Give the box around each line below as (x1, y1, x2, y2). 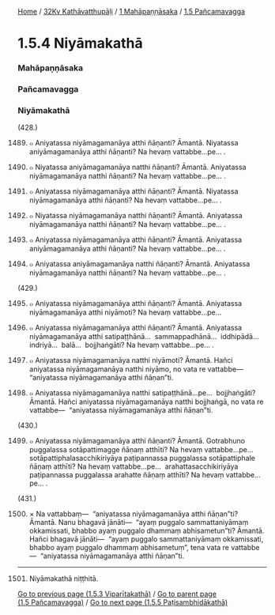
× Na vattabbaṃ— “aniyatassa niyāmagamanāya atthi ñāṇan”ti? (28, 509, 239, 519)
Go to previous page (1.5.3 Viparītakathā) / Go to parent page (17, 589, 217, 599)
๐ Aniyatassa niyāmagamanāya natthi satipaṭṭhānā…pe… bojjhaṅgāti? (28, 388, 256, 398)
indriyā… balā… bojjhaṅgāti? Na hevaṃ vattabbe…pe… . (28, 340, 215, 350)
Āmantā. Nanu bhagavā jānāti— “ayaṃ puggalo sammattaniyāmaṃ (28, 518, 249, 527)
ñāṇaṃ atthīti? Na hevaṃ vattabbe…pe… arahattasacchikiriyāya (28, 462, 239, 471)
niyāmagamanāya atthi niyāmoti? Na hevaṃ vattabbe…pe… (28, 307, 222, 317)
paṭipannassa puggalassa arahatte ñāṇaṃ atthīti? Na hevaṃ (28, 470, 224, 480)
